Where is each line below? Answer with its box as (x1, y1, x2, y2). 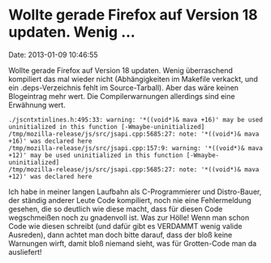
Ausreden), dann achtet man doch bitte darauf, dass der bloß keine (8, 230, 233, 239)
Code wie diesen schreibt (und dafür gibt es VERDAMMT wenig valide (8, 221, 243, 231)
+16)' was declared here (8, 136, 92, 145)
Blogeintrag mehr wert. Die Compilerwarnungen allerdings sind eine (8, 91, 235, 101)
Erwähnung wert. (8, 100, 67, 110)
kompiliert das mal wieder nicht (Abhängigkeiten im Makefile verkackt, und (8, 74, 258, 84)
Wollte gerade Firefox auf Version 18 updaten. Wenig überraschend (8, 65, 234, 75)
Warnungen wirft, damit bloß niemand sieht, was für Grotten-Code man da (8, 238, 257, 248)
